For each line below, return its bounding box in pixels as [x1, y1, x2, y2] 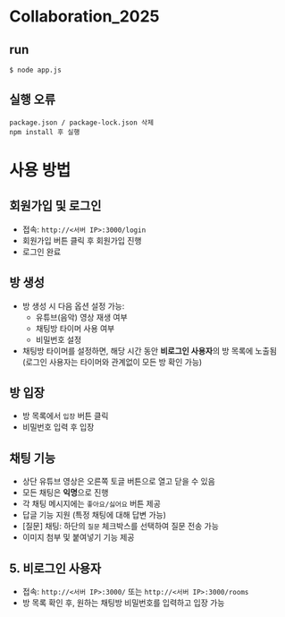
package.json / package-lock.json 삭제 [9, 118, 155, 127]
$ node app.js [9, 65, 63, 74]
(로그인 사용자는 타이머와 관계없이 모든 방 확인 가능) [21, 356, 203, 367]
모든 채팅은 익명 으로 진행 [21, 487, 109, 498]
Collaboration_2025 [9, 6, 160, 27]
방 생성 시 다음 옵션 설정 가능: [21, 300, 125, 311]
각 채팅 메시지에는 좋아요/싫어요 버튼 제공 [21, 499, 161, 510]
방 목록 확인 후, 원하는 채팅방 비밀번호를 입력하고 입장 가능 [21, 597, 225, 608]
